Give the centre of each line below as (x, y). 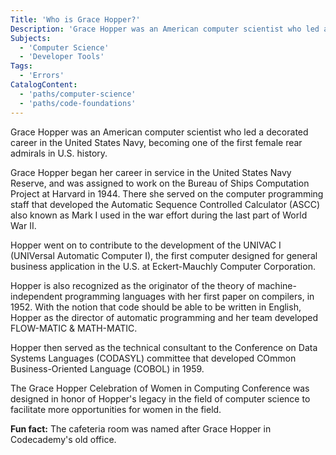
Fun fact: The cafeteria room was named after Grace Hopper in (141, 428)
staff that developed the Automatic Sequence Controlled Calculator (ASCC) (165, 204)
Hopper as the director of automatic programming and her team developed (164, 317)
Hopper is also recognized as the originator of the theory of (133, 285)
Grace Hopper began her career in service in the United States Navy (151, 172)
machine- (277, 285)
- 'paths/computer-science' (78, 94)
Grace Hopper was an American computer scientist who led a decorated (159, 132)
